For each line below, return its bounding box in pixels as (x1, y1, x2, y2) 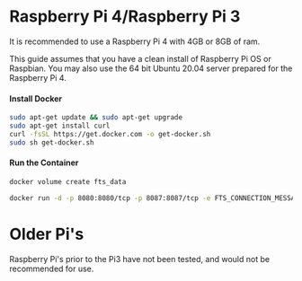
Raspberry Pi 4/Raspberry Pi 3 (9, 6, 241, 27)
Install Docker (9, 92, 63, 104)
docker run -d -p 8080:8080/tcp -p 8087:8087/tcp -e (9, 193, 211, 203)
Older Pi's (9, 224, 84, 244)
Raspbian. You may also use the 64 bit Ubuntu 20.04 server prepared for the (9, 63, 293, 74)
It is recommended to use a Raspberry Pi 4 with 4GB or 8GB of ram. (9, 36, 261, 47)
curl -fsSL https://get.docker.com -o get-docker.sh (9, 129, 211, 138)
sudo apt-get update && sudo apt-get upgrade (9, 113, 182, 122)
